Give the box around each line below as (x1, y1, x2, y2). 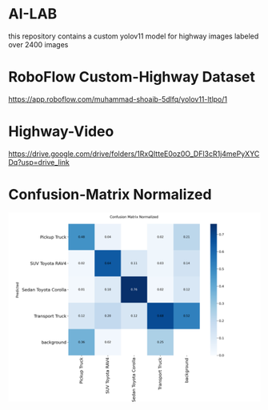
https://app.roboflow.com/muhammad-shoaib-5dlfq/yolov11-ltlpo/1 (8, 94, 228, 104)
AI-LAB (8, 5, 58, 23)
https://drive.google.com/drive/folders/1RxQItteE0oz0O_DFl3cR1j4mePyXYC (8, 149, 260, 159)
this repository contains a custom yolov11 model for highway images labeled (8, 31, 259, 41)
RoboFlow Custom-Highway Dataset (8, 68, 256, 86)
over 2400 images (8, 39, 69, 49)
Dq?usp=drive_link (8, 157, 70, 167)
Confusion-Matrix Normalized (8, 186, 212, 203)
